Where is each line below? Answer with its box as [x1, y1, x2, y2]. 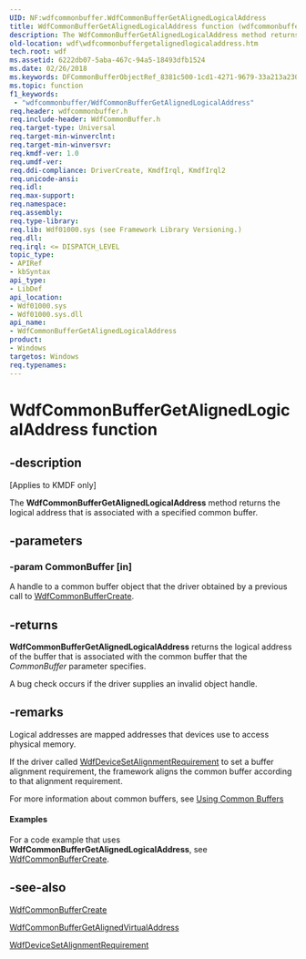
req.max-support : [9, 191, 76, 200]
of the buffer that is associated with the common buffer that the [9, 651, 248, 661]
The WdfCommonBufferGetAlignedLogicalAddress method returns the [9, 497, 280, 508]
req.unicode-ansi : [9, 174, 79, 183]
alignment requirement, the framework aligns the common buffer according [9, 766, 292, 777]
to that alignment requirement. [9, 775, 123, 786]
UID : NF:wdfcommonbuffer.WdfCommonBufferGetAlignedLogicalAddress [9, 13, 267, 23]
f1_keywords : [9, 89, 59, 98]
